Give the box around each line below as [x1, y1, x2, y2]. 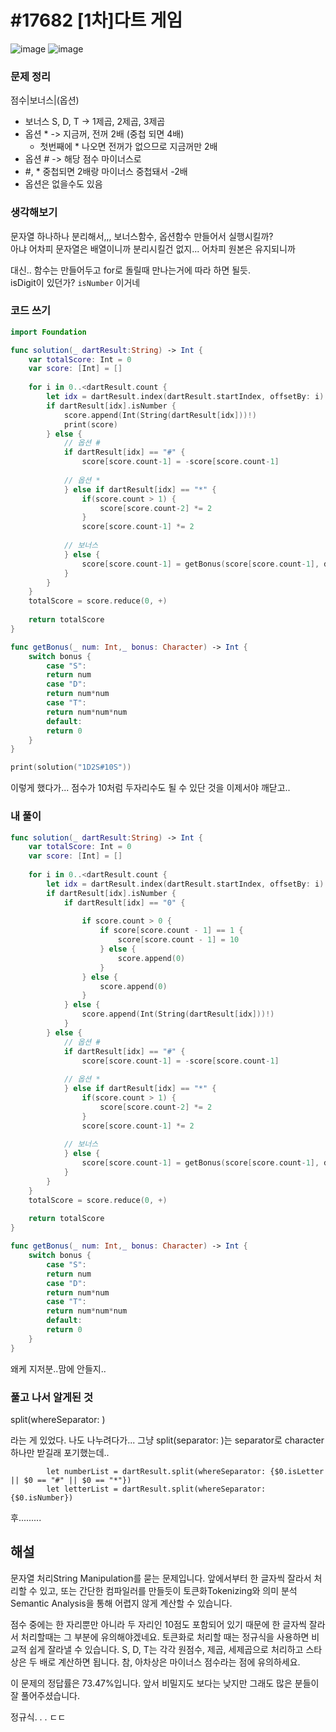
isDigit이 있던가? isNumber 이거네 [10, 276, 141, 288]
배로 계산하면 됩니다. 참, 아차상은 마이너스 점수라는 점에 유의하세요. [39, 1656, 301, 1668]
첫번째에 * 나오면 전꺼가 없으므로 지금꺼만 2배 [39, 141, 218, 153]
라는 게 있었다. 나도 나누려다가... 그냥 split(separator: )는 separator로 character [10, 1434, 325, 1446]
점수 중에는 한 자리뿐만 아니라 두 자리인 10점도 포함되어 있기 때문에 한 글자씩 [10, 1618, 307, 1630]
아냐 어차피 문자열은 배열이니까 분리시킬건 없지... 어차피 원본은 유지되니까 [10, 242, 296, 255]
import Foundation [10, 327, 87, 337]
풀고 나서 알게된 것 [10, 1390, 94, 1404]
